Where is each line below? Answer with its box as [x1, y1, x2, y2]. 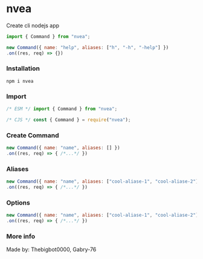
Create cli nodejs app [6, 22, 59, 29]
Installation [6, 64, 40, 73]
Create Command [6, 131, 59, 139]
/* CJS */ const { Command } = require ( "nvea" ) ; [6, 117, 131, 123]
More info [6, 232, 35, 240]
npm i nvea [6, 78, 34, 84]
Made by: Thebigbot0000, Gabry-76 [6, 246, 97, 253]
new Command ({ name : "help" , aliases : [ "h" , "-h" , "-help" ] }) [6, 44, 169, 50]
